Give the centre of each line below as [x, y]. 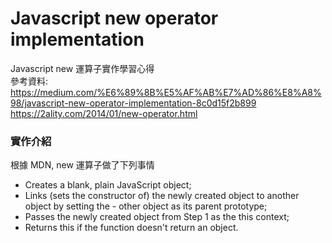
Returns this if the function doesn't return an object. [131, 228]
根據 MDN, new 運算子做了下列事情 [82, 165]
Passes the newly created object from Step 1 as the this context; [157, 217]
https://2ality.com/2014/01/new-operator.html [104, 113]
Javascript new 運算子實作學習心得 [82, 68]
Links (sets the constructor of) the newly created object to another [162, 196]
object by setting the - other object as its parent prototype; [146, 206]
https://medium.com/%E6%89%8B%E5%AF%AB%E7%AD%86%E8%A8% [166, 92]
